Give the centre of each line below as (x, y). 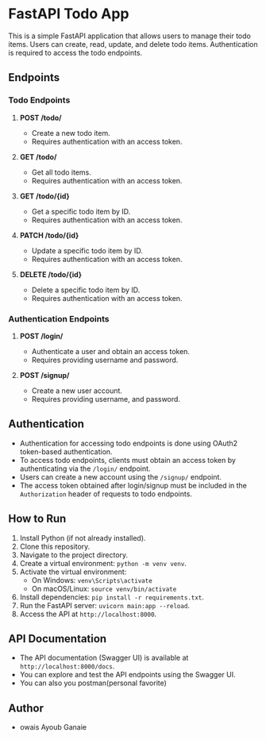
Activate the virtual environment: (73, 572)
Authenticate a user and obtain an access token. (111, 351)
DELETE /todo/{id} (50, 274)
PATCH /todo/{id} (49, 235)
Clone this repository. (55, 546)
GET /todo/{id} (44, 196)
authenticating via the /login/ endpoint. (85, 468)
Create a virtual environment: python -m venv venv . (103, 563)
